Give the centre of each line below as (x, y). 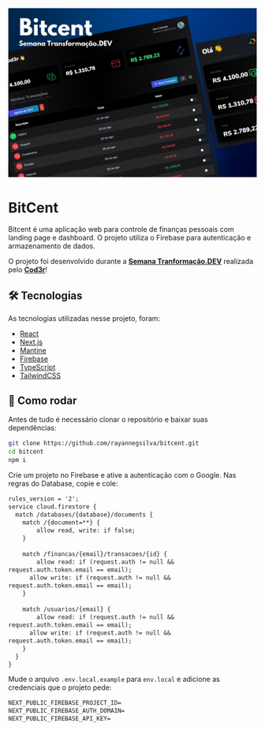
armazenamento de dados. (52, 246)
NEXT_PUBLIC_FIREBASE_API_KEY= (60, 718)
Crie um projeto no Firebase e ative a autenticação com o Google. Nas (122, 475)
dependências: (32, 428)
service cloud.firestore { (52, 507)
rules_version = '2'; (44, 499)
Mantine (33, 351)
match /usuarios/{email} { (67, 609)
